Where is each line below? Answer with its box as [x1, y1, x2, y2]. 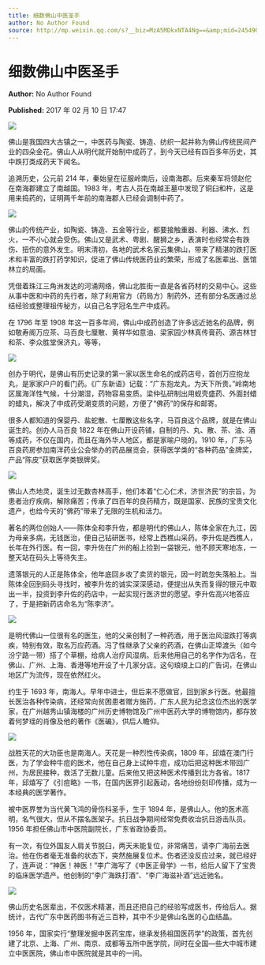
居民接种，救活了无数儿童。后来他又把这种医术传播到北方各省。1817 [28, 768, 250, 778]
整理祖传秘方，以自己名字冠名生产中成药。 [35, 301, 174, 310]
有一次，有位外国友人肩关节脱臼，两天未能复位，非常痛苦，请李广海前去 [8, 841, 243, 850]
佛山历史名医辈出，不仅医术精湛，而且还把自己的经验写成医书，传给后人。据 [8, 902, 257, 912]
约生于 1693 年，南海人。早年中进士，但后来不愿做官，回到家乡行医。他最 [8, 687, 249, 697]
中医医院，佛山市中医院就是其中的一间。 [14, 948, 147, 958]
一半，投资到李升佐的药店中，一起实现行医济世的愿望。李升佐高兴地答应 [14, 589, 250, 599]
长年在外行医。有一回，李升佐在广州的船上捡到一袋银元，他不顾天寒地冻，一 [8, 543, 257, 553]
